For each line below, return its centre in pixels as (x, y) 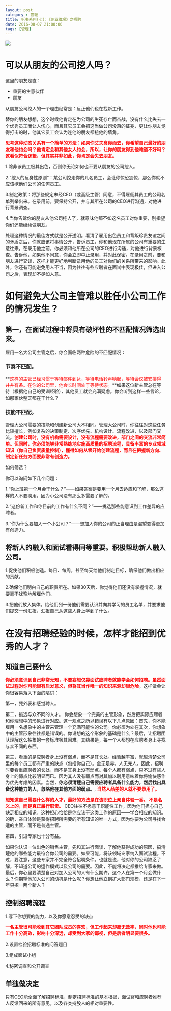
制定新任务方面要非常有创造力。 (39, 456)
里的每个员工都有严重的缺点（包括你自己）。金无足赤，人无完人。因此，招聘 (84, 763)
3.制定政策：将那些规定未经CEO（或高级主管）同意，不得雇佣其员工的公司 (83, 195)
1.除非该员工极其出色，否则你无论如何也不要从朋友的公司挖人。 (72, 167)
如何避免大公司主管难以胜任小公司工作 (86, 296)
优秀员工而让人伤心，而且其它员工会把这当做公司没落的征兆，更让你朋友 (85, 126)
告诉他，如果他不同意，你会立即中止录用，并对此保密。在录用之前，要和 (90, 255)
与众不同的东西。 (23, 746)
